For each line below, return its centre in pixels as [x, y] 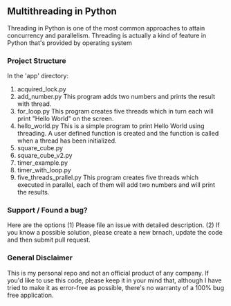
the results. [33, 192]
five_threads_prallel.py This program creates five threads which [108, 178]
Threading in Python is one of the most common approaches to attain [106, 28]
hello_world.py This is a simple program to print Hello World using [111, 126]
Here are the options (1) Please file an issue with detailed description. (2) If [113, 225]
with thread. [34, 104]
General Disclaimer [40, 258]
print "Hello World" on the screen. [65, 119]
